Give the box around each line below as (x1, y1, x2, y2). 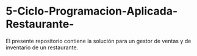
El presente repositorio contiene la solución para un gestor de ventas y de (5, 37, 192, 44)
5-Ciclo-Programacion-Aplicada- (5, 4, 178, 18)
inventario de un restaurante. (5, 44, 79, 51)
